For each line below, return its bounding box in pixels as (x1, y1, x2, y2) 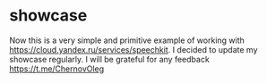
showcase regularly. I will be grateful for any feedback (9, 54, 211, 64)
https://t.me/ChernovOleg (9, 63, 105, 74)
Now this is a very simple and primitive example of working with (9, 35, 245, 46)
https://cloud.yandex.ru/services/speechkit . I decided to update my (9, 44, 258, 54)
